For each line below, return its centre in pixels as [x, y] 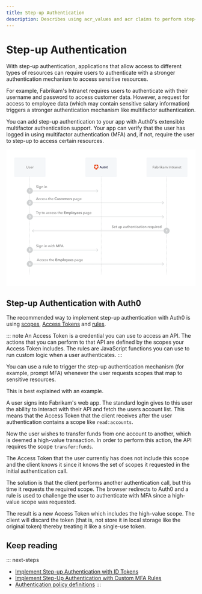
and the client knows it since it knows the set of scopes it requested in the [98, 465]
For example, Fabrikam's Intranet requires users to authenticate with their [97, 91]
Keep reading [32, 545]
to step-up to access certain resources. [55, 141]
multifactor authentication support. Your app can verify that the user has [96, 128]
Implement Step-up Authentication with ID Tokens [77, 571]
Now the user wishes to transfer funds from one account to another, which [99, 434]
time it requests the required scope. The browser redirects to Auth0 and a [97, 489]
